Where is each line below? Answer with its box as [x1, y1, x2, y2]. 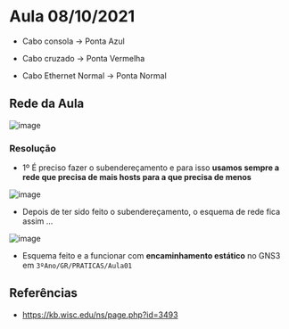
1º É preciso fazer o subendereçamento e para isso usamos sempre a [21, 162, 279, 173]
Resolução [9, 142, 56, 154]
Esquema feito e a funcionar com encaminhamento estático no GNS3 [21, 251, 281, 261]
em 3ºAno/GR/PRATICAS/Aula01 [21, 260, 132, 271]
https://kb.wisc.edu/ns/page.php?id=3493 [21, 309, 178, 320]
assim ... [21, 216, 54, 226]
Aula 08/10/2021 [9, 6, 136, 27]
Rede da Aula [9, 96, 85, 111]
